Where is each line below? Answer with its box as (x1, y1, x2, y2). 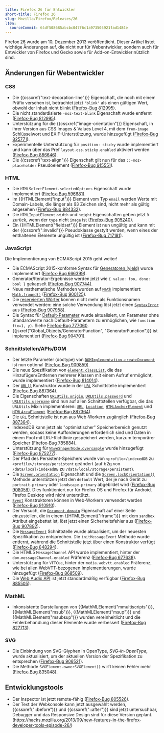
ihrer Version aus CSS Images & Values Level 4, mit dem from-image (12, 126, 149, 131)
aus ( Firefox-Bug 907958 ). (12, 307, 66, 313)
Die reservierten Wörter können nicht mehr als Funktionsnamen (12, 297, 141, 303)
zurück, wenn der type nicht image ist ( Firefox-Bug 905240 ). (12, 217, 134, 223)
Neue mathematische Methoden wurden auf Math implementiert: (12, 286, 142, 292)
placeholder (12, 163, 37, 168)
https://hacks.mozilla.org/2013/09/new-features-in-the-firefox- (14, 717, 142, 723)
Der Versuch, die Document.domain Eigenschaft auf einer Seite (12, 507, 136, 513)
